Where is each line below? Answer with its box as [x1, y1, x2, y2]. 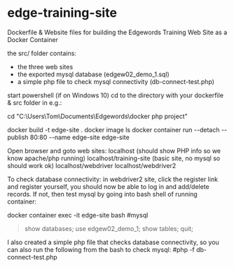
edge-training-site [7, 5, 118, 21]
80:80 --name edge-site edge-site [29, 133, 130, 141]
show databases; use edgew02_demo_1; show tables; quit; [24, 224, 194, 232]
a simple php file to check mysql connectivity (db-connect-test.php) [17, 77, 215, 85]
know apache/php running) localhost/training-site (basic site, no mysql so [7, 154, 221, 162]
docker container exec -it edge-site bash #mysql [7, 211, 149, 219]
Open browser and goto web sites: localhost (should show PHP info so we [7, 146, 221, 155]
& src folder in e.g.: [7, 98, 62, 106]
